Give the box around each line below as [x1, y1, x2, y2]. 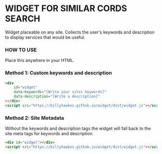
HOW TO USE [5, 46, 37, 53]
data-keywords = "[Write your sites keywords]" [13, 90, 107, 94]
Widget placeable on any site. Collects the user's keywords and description [5, 29, 155, 35]
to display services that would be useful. [5, 34, 85, 40]
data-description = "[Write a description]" [13, 94, 100, 99]
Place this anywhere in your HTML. [5, 58, 75, 63]
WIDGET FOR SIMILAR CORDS [5, 3, 127, 14]
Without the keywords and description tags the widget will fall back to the [5, 125, 151, 131]
